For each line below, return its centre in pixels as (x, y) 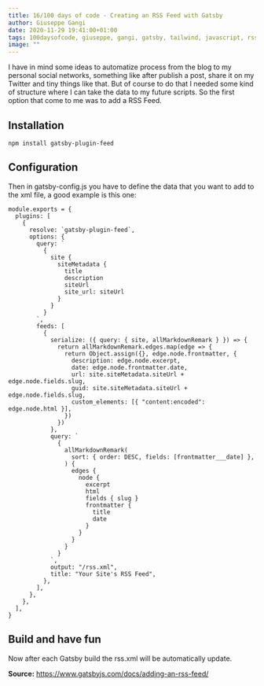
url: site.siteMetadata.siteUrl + (128, 374)
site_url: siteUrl (94, 292)
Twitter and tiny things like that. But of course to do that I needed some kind (131, 84)
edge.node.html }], (40, 409)
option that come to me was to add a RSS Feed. (85, 101)
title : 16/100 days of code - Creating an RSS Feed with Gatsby (115, 15)
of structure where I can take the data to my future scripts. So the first (121, 92)
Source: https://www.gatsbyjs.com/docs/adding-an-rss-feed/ (108, 673)
